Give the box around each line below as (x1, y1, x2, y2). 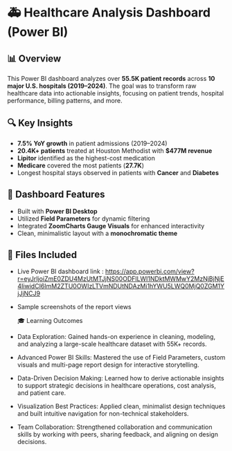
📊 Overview (7, 53, 62, 64)
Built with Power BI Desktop (17, 207, 98, 215)
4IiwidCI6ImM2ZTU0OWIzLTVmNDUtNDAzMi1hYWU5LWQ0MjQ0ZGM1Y (17, 282, 225, 291)
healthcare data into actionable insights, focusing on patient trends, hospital (7, 89, 224, 97)
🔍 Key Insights (7, 118, 73, 129)
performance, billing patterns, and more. (7, 97, 123, 104)
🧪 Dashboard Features (7, 189, 105, 201)
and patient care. (17, 389, 66, 397)
